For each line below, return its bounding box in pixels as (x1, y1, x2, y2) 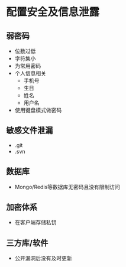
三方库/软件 (6, 237, 49, 248)
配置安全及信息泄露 (6, 5, 100, 19)
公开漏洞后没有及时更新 (14, 255, 72, 262)
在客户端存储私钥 (14, 219, 57, 226)
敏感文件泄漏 (6, 125, 53, 136)
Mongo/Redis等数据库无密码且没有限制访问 (14, 183, 120, 190)
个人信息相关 (14, 70, 46, 77)
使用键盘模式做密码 (14, 107, 62, 113)
